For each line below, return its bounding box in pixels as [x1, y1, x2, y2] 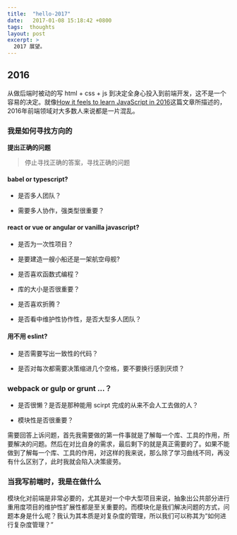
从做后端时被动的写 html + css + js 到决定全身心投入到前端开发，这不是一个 [7, 89, 227, 97]
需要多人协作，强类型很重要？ [17, 206, 104, 215]
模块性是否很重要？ [17, 416, 74, 424]
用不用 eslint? [7, 332, 48, 341]
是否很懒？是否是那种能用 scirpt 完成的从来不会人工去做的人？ [17, 401, 199, 409]
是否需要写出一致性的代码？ [17, 349, 99, 357]
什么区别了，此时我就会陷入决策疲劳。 [13, 457, 125, 466]
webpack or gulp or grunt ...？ [7, 383, 112, 393]
